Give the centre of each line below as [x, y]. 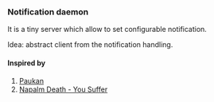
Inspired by [26, 63]
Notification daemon [48, 12]
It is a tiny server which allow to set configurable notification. [107, 29]
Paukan [31, 80]
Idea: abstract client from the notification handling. [90, 45]
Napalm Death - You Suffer [63, 89]
